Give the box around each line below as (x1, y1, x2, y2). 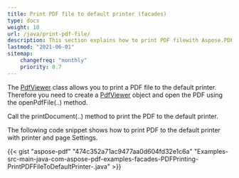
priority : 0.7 (20, 63, 62, 70)
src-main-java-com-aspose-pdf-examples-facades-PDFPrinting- (7, 155, 199, 163)
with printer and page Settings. (7, 133, 98, 142)
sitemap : (7, 51, 33, 58)
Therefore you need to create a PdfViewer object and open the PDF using (7, 90, 223, 99)
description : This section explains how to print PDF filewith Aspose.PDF (7, 37, 234, 44)
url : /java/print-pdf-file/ (7, 30, 91, 38)
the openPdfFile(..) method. (7, 98, 88, 107)
